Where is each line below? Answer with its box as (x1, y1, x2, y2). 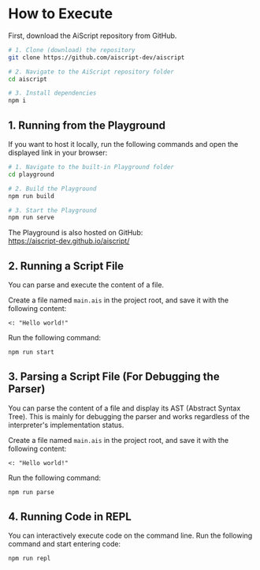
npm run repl (8, 554, 51, 563)
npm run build (8, 192, 55, 200)
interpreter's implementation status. (8, 420, 124, 429)
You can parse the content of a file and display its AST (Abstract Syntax (8, 403, 241, 413)
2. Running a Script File (8, 259, 124, 272)
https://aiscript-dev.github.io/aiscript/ (8, 236, 130, 246)
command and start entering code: (8, 539, 121, 549)
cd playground (8, 171, 55, 178)
